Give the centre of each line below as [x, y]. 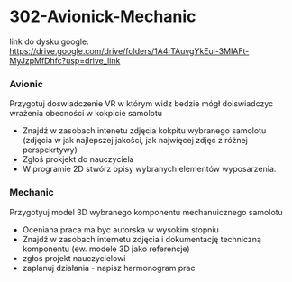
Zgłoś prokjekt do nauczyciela [78, 159]
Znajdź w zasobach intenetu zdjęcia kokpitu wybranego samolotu [144, 131]
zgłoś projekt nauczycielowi [74, 258]
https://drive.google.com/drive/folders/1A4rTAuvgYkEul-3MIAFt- [129, 50]
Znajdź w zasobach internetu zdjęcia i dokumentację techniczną [141, 239]
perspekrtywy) [50, 150]
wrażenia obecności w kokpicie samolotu [86, 114]
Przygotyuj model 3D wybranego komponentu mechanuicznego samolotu [146, 212]
